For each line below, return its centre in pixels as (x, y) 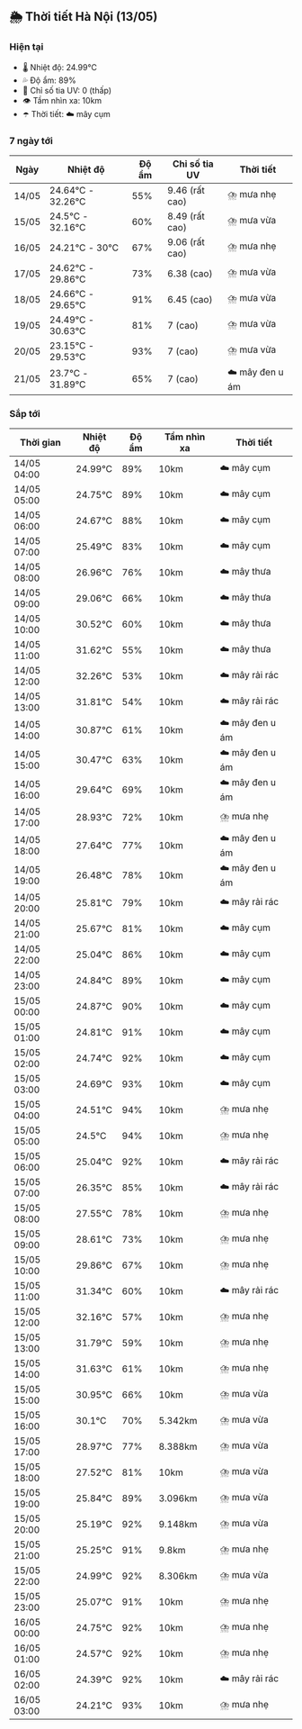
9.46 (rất (186, 190)
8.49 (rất (186, 216)
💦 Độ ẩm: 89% (49, 80)
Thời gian (40, 443)
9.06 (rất (186, 241)
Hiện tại (27, 47)
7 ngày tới (31, 140)
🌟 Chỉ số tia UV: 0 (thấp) (67, 90)
